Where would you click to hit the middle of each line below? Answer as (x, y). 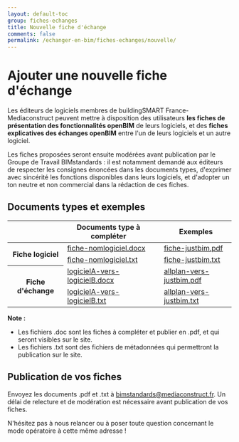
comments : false (31, 34)
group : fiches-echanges (43, 21)
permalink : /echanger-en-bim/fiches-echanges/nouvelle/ (92, 41)
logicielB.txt (87, 300)
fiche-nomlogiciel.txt (102, 259)
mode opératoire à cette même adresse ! (67, 431)
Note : (17, 318)
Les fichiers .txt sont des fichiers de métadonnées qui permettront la (118, 347)
